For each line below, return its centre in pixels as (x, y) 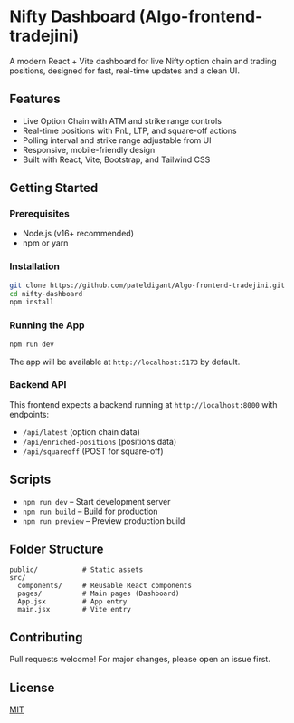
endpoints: (29, 414)
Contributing (46, 637)
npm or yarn (45, 243)
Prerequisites (39, 214)
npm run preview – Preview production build (104, 521)
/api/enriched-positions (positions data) (100, 441)
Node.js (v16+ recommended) (78, 234)
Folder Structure (57, 549)
